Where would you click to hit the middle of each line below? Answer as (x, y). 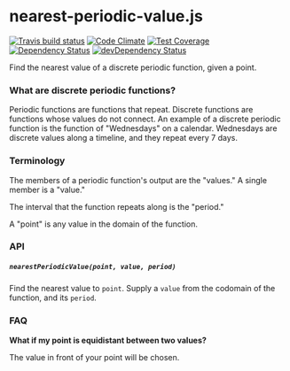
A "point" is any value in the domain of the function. (103, 224)
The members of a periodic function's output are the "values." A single (138, 180)
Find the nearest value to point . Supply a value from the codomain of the (142, 289)
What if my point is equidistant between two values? (108, 340)
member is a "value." (47, 189)
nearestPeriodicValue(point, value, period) (93, 267)
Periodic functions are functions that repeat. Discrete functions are (131, 110)
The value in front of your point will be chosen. (94, 357)
